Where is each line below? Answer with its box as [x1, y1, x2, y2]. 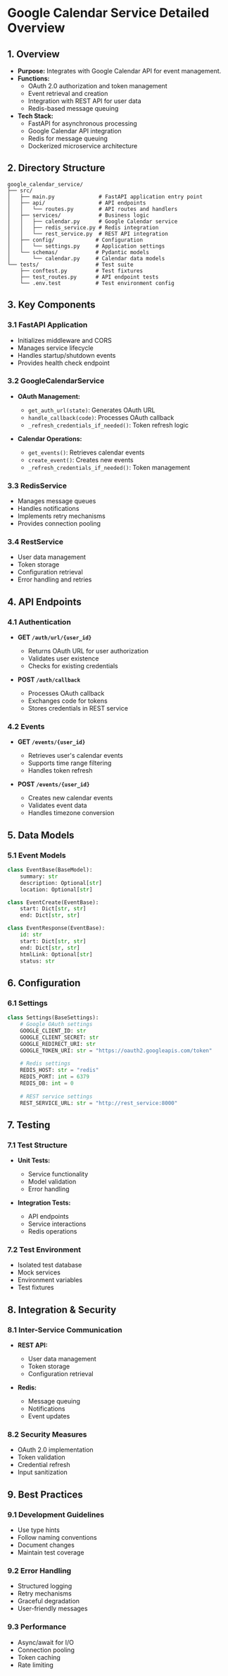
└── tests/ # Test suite [7, 261, 134, 268]
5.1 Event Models [7, 850, 66, 860]
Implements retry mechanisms [17, 512, 106, 520]
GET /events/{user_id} [17, 737, 86, 746]
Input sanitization [17, 1468, 68, 1476]
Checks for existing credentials [27, 662, 118, 670]
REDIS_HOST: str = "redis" [20, 1067, 99, 1074]
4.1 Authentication [7, 617, 72, 627]
